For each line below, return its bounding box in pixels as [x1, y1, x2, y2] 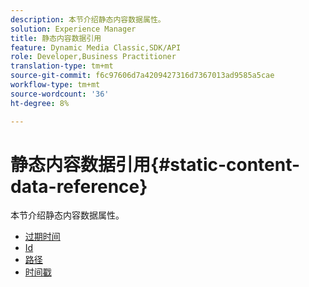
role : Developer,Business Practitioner [10, 52, 177, 62]
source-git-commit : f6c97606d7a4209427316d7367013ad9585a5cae [10, 71, 275, 81]
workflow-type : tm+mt [10, 80, 101, 90]
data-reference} [10, 175, 148, 198]
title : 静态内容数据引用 [10, 33, 102, 43]
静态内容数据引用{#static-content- [10, 153, 301, 176]
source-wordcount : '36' [10, 89, 110, 99]
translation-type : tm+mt [10, 61, 114, 71]
